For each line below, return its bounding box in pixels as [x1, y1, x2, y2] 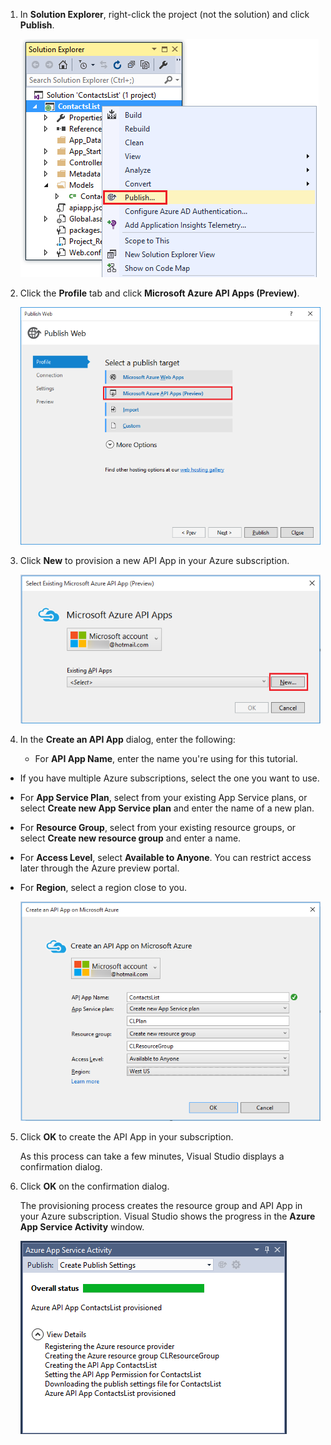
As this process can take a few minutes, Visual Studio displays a [19, 1150, 285, 1163]
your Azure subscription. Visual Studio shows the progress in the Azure [19, 1210, 316, 1223]
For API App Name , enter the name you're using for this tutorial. [34, 752, 298, 764]
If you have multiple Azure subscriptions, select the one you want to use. [19, 772, 320, 784]
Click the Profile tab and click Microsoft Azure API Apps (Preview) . [19, 287, 300, 299]
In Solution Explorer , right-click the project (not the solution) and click [19, 9, 310, 20]
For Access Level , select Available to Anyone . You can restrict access [19, 851, 312, 863]
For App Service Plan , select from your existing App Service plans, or [19, 791, 308, 803]
